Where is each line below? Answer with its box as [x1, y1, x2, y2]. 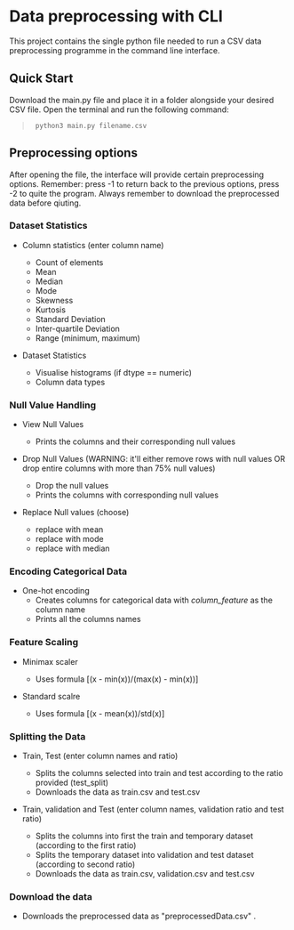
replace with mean [35, 524, 104, 535]
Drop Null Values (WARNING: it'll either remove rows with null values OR [21, 454, 286, 465]
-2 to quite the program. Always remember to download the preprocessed [9, 188, 280, 198]
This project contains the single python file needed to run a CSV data [9, 36, 262, 46]
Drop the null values [35, 481, 109, 491]
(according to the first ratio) [35, 840, 137, 851]
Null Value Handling [9, 399, 96, 411]
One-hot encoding [21, 586, 91, 596]
